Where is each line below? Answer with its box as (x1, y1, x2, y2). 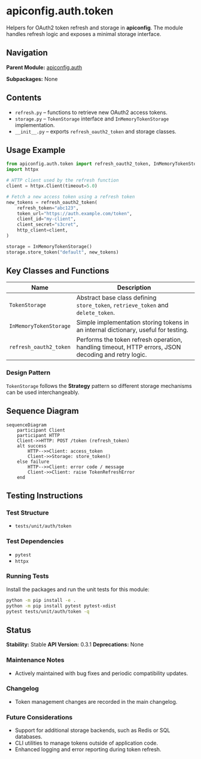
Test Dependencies (6, 537, 64, 546)
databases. (14, 733, 43, 740)
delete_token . (76, 309, 115, 317)
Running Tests (6, 572, 49, 580)
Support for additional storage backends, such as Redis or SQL (14, 727, 170, 734)
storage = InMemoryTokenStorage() (6, 243, 93, 249)
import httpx (6, 167, 39, 173)
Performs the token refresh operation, (76, 336, 182, 344)
